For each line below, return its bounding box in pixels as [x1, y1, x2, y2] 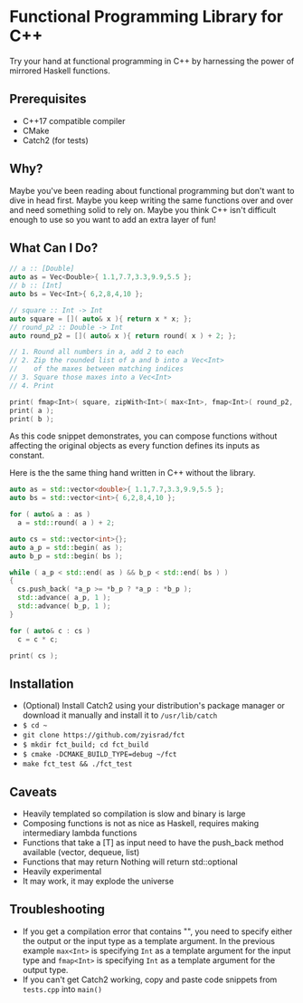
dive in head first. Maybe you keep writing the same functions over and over [9, 195, 294, 206]
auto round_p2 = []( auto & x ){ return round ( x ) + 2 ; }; [9, 331, 237, 341]
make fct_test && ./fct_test [22, 759, 133, 769]
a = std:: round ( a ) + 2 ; [17, 518, 116, 527]
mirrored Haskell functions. [9, 65, 110, 76]
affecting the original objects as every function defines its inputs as [9, 440, 260, 451]
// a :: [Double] [9, 265, 75, 274]
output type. [22, 964, 69, 975]
